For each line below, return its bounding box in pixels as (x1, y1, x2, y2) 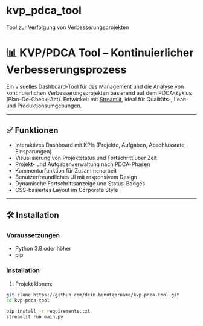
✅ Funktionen (6, 125, 59, 136)
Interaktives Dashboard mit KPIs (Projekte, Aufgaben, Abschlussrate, (14, 141, 186, 149)
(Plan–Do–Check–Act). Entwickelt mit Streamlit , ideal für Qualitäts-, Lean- (6, 95, 189, 103)
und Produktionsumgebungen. (6, 102, 82, 109)
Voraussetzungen (6, 231, 60, 239)
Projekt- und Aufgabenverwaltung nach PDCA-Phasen (14, 161, 150, 168)
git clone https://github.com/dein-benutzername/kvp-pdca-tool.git (6, 292, 180, 298)
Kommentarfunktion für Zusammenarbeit (14, 167, 117, 174)
